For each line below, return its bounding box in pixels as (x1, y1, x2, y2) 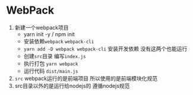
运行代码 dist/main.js (23, 67, 78, 74)
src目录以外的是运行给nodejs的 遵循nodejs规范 (14, 82, 130, 89)
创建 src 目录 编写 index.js (23, 52, 86, 59)
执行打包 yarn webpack (23, 60, 78, 67)
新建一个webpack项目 (14, 24, 69, 31)
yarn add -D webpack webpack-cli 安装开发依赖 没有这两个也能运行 (23, 45, 188, 52)
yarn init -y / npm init (23, 30, 75, 37)
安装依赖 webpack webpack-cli (23, 37, 94, 45)
